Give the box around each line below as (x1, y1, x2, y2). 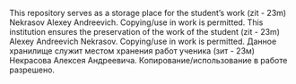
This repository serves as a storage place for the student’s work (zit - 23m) (9, 8, 287, 18)
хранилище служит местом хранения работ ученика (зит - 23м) (9, 46, 256, 56)
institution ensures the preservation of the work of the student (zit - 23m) (9, 27, 281, 37)
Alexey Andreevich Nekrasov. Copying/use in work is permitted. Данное (9, 36, 277, 46)
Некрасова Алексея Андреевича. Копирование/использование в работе (9, 55, 288, 65)
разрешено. (9, 64, 56, 75)
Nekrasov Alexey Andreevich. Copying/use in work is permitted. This (9, 17, 264, 28)
